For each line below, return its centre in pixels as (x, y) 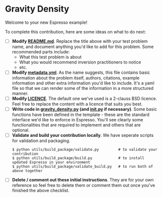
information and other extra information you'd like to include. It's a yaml (83, 83)
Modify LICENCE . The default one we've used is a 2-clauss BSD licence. (84, 98)
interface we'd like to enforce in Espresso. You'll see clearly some (78, 120)
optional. (21, 130)
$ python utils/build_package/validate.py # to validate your (85, 150)
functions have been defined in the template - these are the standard (81, 115)
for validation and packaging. (41, 141)
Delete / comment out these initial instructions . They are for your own (83, 180)
